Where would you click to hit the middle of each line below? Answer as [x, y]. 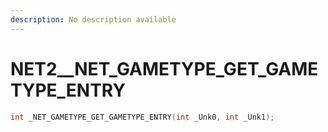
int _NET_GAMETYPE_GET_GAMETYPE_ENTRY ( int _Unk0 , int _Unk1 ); [142, 117]
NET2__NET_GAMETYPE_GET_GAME [164, 68]
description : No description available [93, 19]
